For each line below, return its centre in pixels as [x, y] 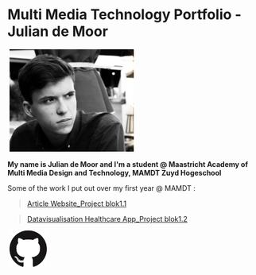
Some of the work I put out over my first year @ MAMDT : [101, 188]
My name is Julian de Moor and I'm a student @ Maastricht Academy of [128, 165]
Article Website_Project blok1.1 [77, 203]
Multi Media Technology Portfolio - [124, 15]
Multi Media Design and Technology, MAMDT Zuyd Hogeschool [114, 173]
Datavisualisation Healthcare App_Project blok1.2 [107, 219]
